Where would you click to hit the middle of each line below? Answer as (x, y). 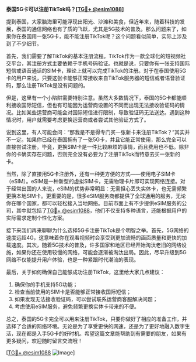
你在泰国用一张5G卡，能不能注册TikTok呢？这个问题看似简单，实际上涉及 (99, 36)
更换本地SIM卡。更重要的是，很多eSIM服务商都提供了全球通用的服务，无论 (96, 196)
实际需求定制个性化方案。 (37, 218)
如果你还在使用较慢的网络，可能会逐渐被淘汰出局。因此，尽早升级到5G (101, 252)
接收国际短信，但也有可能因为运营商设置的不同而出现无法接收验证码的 (95, 105)
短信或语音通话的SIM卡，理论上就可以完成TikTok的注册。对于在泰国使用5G (96, 71)
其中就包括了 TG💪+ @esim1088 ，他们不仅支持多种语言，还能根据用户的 (101, 211)
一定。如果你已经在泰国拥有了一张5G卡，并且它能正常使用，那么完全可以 (99, 139)
